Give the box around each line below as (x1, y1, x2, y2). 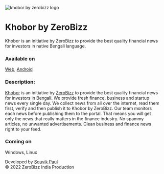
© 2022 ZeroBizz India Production (5, 164, 74, 170)
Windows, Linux (5, 149, 38, 155)
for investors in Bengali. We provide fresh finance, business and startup (5, 95, 149, 101)
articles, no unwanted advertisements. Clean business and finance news (5, 121, 152, 127)
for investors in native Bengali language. (5, 43, 86, 49)
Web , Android (5, 66, 33, 72)
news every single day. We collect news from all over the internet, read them (5, 100, 160, 106)
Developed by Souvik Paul (5, 159, 58, 165)
